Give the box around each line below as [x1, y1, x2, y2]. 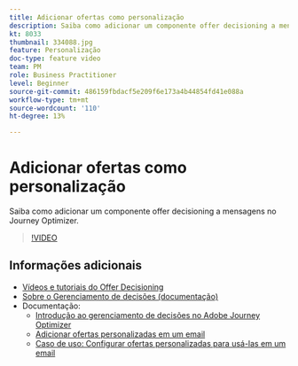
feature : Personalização [9, 46, 101, 55]
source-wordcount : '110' [9, 104, 101, 113]
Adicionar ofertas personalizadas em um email [35, 329, 206, 339]
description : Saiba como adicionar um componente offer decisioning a [9, 21, 276, 30]
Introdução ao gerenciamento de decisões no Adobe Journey [35, 309, 261, 320]
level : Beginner [9, 79, 69, 88]
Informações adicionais [9, 258, 143, 273]
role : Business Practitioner [9, 71, 117, 80]
